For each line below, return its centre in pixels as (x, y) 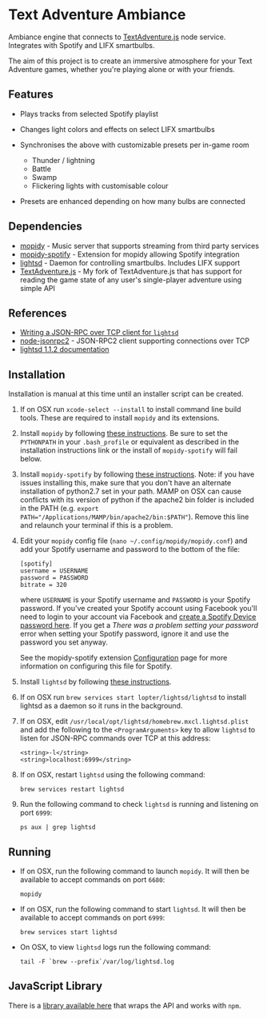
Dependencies (45, 227)
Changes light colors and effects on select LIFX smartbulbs (118, 129)
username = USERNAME (54, 571)
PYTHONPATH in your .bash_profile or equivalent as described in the (130, 442)
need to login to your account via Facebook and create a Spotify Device (138, 617)
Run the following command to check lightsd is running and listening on (139, 804)
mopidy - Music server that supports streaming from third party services (139, 246)
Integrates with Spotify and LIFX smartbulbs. (82, 45)
